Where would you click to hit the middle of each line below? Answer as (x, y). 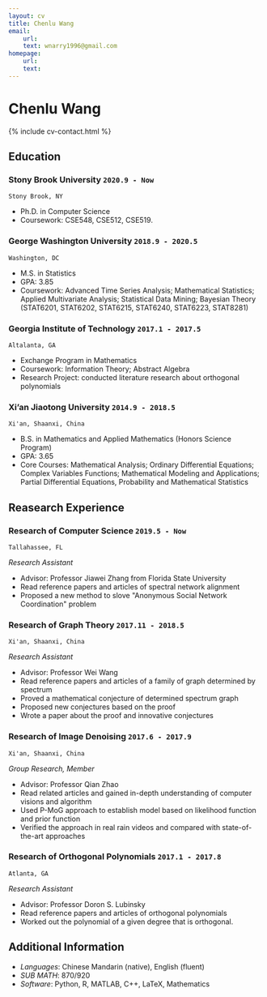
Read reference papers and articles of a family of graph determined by (138, 681)
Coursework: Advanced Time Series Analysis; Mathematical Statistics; (137, 290)
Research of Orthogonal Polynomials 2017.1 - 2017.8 (115, 857)
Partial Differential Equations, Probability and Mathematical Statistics (134, 482)
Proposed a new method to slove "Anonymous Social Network (124, 595)
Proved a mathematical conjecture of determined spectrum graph (129, 699)
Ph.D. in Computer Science (65, 212)
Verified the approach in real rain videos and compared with (120, 827)
